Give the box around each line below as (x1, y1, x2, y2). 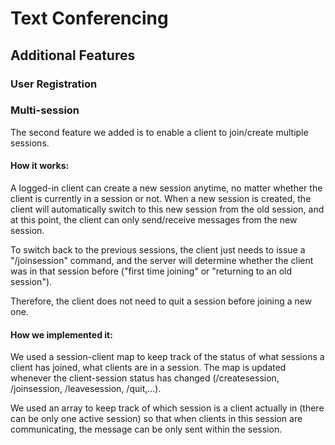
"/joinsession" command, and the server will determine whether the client (10, 255, 314, 266)
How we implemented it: (10, 328, 113, 341)
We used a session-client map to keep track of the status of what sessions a (10, 351, 325, 363)
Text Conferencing (10, 7, 169, 30)
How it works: (10, 160, 70, 172)
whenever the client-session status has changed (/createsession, (10, 372, 280, 384)
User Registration (10, 77, 98, 91)
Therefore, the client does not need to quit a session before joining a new (10, 295, 313, 307)
